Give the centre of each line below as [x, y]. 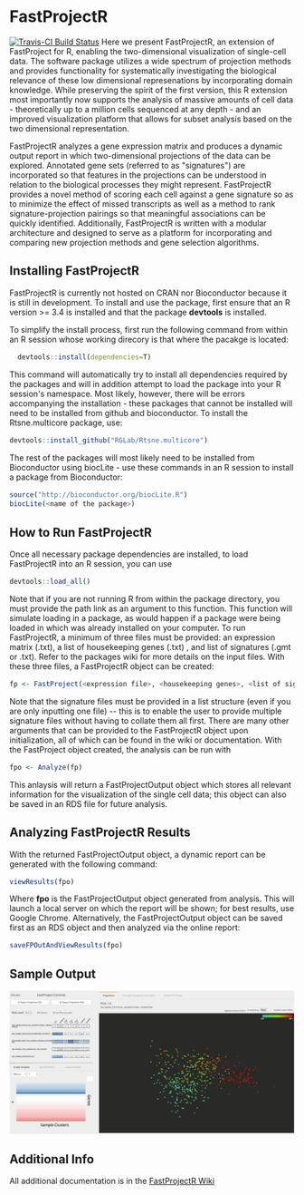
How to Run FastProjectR [81, 532]
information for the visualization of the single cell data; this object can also [148, 794]
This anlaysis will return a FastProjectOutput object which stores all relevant [151, 784]
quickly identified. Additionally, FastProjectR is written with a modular [138, 223]
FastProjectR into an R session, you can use [91, 564]
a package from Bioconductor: [66, 477]
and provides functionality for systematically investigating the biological [143, 71]
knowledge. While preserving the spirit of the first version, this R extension [148, 90]
